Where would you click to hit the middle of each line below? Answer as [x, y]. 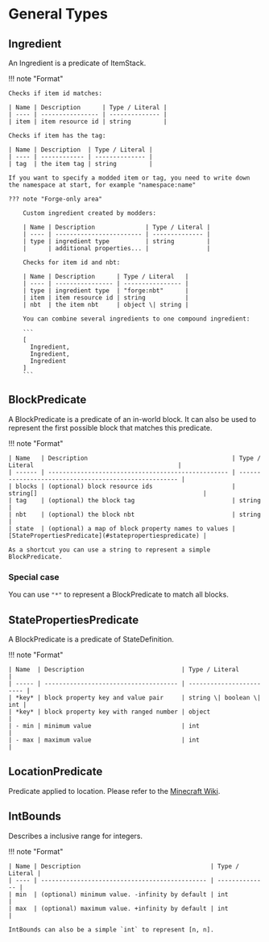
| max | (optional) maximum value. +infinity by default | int [118, 908]
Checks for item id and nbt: [72, 262]
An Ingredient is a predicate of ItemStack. [77, 63]
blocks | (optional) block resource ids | [126, 486]
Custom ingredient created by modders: [90, 213]
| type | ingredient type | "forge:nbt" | [106, 291]
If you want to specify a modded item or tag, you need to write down [129, 178]
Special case [34, 576]
